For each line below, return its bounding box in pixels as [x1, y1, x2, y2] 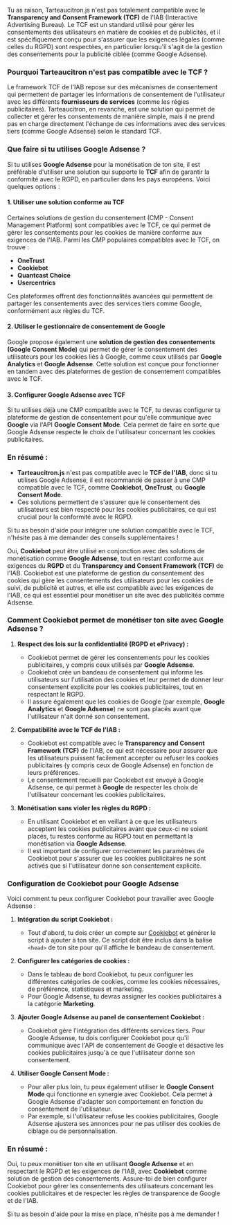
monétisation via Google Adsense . [27, 839, 127, 848]
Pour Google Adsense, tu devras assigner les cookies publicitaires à [27, 992, 222, 1001]
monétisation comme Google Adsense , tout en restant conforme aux [7, 554, 204, 562]
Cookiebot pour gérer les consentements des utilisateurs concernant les [7, 1182, 213, 1190]
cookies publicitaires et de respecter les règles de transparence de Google [7, 1189, 220, 1197]
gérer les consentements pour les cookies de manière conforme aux [7, 228, 202, 236]
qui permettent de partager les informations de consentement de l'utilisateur [7, 90, 225, 99]
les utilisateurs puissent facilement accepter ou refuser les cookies [27, 753, 219, 762]
